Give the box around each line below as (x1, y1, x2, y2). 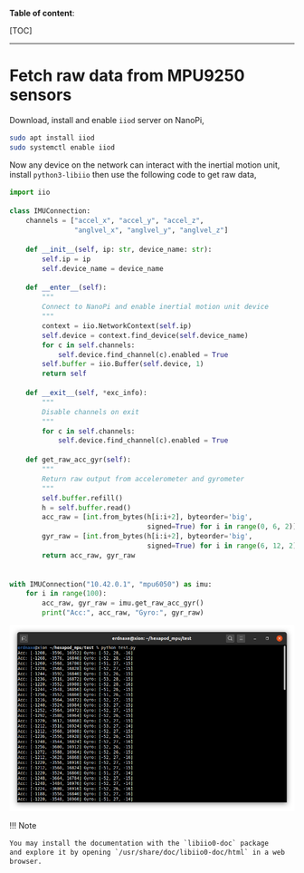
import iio (9, 188, 51, 197)
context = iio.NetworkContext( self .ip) (42, 321, 193, 330)
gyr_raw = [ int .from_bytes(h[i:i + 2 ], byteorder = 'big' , (42, 532, 253, 541)
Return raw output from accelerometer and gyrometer (42, 474, 245, 483)
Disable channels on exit (42, 407, 140, 416)
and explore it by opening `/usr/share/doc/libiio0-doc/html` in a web (9, 848, 285, 857)
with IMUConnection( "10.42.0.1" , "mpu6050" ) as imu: (9, 579, 213, 588)
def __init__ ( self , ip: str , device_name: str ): (25, 245, 213, 254)
